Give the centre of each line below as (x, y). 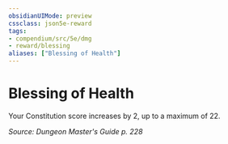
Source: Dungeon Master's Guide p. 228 (76, 131)
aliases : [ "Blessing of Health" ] (65, 53)
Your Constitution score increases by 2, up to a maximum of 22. (114, 116)
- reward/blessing (39, 46)
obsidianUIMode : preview (50, 16)
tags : (17, 31)
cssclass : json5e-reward (50, 23)
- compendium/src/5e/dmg (50, 38)
